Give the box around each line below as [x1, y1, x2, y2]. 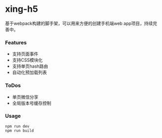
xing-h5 [5, 3, 38, 15]
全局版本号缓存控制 [12, 100, 52, 106]
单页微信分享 [12, 94, 38, 100]
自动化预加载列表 [12, 69, 47, 75]
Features [5, 39, 27, 46]
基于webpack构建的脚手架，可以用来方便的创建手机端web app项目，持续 [5, 20, 153, 26]
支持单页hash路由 [12, 63, 48, 69]
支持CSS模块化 [12, 57, 43, 63]
